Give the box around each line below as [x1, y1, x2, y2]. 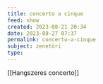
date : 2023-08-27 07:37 [7, 29, 78, 37]
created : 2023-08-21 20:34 [7, 23, 87, 30]
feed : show [7, 17, 40, 24]
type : [7, 50, 23, 57]
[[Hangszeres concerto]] [7, 68, 80, 77]
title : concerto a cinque [7, 10, 83, 17]
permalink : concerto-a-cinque [7, 36, 97, 43]
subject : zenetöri [7, 43, 61, 50]
